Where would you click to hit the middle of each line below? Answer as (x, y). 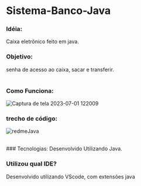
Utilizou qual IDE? (32, 164)
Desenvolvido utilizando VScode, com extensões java (71, 177)
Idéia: (14, 29)
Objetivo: (20, 57)
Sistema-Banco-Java (59, 11)
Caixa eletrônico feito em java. (42, 41)
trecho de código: (32, 119)
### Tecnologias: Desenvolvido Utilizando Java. (64, 149)
